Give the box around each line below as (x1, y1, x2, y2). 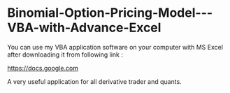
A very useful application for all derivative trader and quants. (7, 77, 182, 85)
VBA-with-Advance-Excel (7, 20, 161, 36)
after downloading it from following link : (7, 50, 124, 59)
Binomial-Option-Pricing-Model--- (7, 5, 213, 21)
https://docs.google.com (7, 64, 79, 72)
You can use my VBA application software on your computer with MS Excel (7, 43, 224, 51)
